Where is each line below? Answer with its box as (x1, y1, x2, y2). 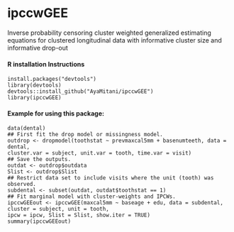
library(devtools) (7, 82, 62, 89)
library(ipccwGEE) (7, 94, 62, 101)
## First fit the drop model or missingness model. (7, 131, 163, 138)
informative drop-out (7, 43, 69, 52)
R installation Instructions (7, 60, 85, 68)
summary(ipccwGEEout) (7, 218, 72, 225)
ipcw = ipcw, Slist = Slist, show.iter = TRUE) (7, 211, 151, 219)
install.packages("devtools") (7, 76, 97, 83)
